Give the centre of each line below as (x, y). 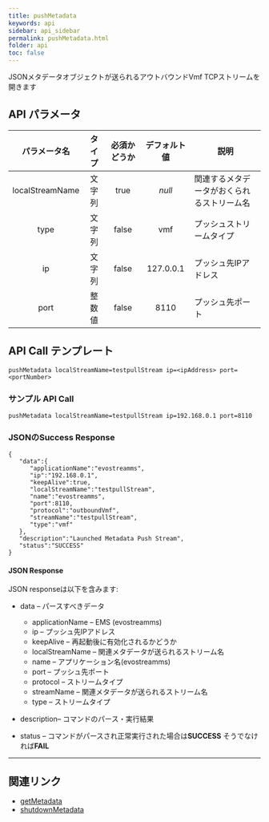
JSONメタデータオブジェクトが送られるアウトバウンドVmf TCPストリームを (134, 77)
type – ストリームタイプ (71, 702)
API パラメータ (45, 114)
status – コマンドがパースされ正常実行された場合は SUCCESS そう (128, 736)
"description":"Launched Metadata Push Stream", (101, 539)
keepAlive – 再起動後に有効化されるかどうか (104, 642)
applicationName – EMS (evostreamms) (97, 622)
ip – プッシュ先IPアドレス (74, 632)
